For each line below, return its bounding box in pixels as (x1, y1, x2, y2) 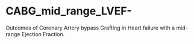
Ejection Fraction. (21, 30, 65, 37)
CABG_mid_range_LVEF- (5, 4, 132, 18)
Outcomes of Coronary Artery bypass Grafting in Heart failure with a (5, 24, 175, 31)
